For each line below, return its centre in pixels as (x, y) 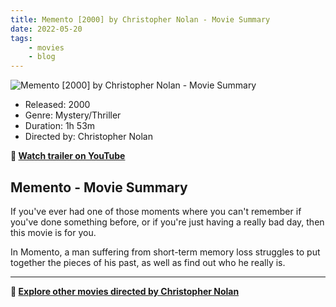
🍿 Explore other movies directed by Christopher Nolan (125, 291)
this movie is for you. (53, 232)
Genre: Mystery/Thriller (73, 115)
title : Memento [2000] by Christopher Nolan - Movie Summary (140, 19)
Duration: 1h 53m (60, 126)
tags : (21, 38)
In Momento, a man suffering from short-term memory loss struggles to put (165, 252)
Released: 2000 (57, 105)
